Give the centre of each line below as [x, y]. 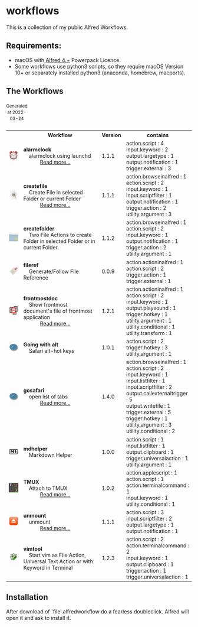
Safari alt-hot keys [52, 350]
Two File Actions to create [60, 235]
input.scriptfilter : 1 [149, 196]
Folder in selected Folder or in [59, 241]
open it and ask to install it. [39, 618]
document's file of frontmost [58, 311]
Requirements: [34, 46]
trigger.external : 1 [149, 281]
